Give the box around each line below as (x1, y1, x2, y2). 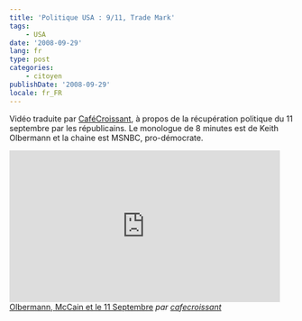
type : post (9, 55, 50, 64)
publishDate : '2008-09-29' (9, 80, 111, 89)
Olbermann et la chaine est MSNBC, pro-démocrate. (9, 132, 204, 143)
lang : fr (9, 47, 42, 56)
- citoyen (25, 72, 63, 81)
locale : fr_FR (9, 88, 63, 97)
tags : (9, 22, 30, 31)
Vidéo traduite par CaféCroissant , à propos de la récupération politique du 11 (9, 113, 293, 124)
